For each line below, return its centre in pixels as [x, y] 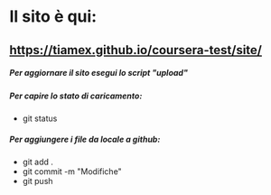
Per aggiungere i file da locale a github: [85, 139]
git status [40, 118]
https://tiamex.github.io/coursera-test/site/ [135, 50]
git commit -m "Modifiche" [72, 171]
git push [37, 181]
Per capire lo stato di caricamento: [76, 96]
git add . [38, 162]
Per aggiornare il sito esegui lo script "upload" [98, 73]
